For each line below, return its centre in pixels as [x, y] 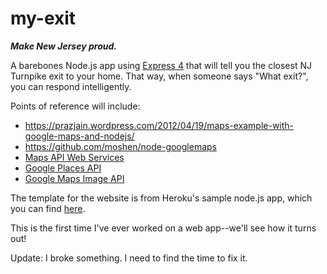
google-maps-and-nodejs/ [79, 136]
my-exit [43, 18]
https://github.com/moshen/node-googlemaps [120, 146]
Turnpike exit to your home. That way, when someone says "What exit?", [159, 76]
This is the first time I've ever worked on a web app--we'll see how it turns [163, 228]
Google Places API [63, 168]
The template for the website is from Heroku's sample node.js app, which [161, 198]
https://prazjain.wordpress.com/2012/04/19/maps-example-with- [159, 125]
